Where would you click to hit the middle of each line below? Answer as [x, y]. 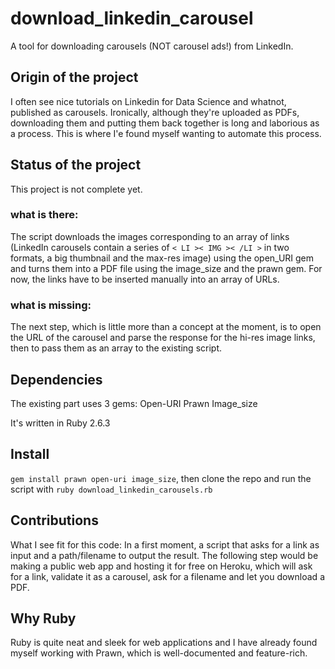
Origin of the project [74, 77]
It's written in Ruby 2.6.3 [60, 423]
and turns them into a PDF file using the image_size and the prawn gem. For [166, 268]
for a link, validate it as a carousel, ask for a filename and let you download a [167, 576]
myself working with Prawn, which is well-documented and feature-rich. [159, 653]
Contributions [54, 520]
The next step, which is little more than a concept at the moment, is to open [166, 327]
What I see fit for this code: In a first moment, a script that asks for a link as [165, 544]
